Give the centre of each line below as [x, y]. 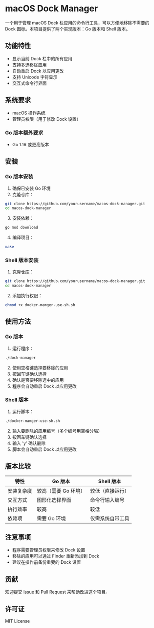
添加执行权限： [27, 296]
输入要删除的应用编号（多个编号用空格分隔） [57, 431]
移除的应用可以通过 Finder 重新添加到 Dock [55, 556]
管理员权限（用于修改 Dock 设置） [46, 119]
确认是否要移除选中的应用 [38, 380]
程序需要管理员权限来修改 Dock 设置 [49, 550]
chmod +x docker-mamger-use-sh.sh [40, 305]
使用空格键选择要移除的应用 [40, 367]
